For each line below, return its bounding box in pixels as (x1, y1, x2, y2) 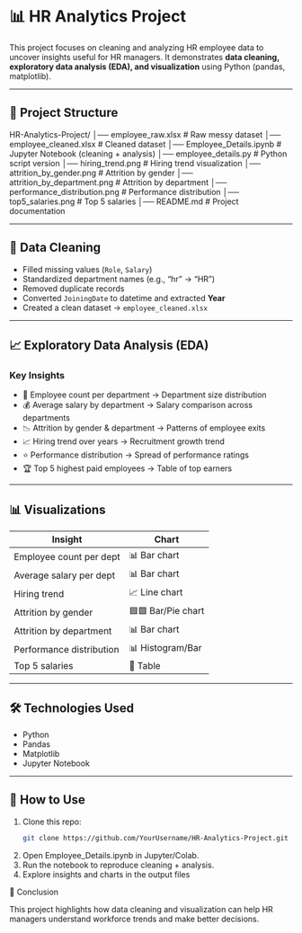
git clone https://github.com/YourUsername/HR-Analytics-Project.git (22, 833, 289, 842)
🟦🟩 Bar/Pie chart (129, 605, 205, 618)
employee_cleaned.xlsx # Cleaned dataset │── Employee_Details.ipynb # (9, 138, 282, 149)
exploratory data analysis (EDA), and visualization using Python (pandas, (9, 61, 286, 72)
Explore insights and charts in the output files (22, 868, 191, 880)
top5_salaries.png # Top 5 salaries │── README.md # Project (9, 196, 239, 207)
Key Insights (9, 369, 66, 381)
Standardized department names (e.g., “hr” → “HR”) (22, 273, 216, 284)
